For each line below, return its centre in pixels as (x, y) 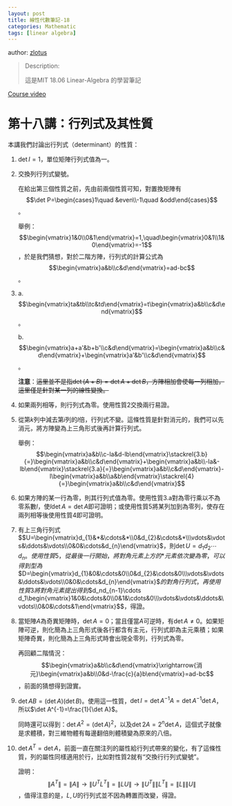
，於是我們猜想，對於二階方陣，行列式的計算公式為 (90, 257)
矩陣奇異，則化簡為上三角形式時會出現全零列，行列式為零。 (103, 638)
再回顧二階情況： (42, 653)
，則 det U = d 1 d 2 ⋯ (190, 547)
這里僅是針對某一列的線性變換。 (63, 390)
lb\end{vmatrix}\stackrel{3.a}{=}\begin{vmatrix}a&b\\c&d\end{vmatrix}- (122, 469)
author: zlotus (28, 53)
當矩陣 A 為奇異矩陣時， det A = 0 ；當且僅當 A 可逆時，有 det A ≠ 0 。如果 (118, 621)
